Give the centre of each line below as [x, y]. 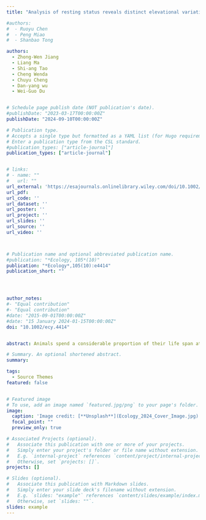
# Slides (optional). [34, 479]
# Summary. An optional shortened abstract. [64, 355]
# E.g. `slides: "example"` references [60, 495]
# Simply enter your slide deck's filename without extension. [91, 490]
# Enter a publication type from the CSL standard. [74, 142]
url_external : [25, 187]
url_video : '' [25, 232]
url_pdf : [17, 192]
